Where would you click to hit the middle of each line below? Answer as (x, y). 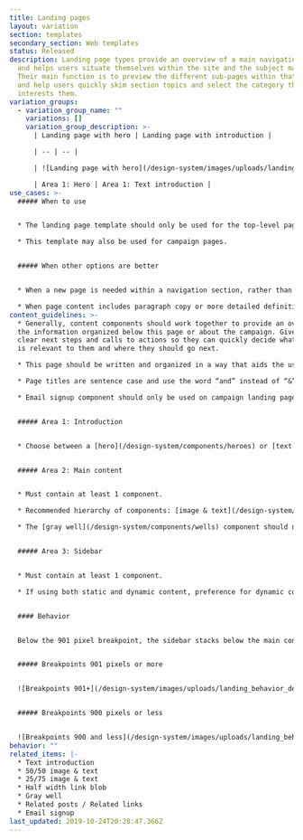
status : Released (42, 52)
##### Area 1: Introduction (70, 421)
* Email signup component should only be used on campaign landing (147, 397)
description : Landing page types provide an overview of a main (133, 60)
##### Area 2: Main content (70, 470)
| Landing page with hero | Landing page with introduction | (152, 136)
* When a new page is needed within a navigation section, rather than (155, 290)
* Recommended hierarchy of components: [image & (112, 511)
